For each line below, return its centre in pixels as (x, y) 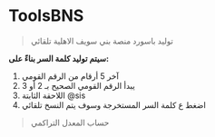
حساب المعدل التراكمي (70, 122)
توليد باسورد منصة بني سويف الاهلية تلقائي (102, 41)
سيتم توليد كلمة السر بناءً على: (59, 58)
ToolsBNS (46, 16)
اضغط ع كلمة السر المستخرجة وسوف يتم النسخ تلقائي (113, 104)
